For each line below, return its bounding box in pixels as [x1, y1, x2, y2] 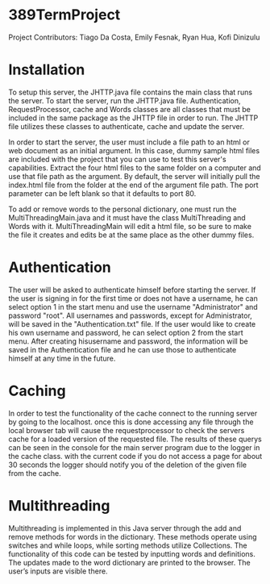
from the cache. [8, 468, 62, 478]
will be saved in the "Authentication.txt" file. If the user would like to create [8, 319, 256, 328]
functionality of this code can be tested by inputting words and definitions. [8, 549, 255, 558]
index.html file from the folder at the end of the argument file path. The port [8, 180, 260, 190]
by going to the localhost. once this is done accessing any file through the [8, 417, 254, 427]
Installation [8, 60, 85, 79]
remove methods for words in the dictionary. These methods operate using [8, 532, 257, 541]
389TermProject [8, 6, 121, 24]
